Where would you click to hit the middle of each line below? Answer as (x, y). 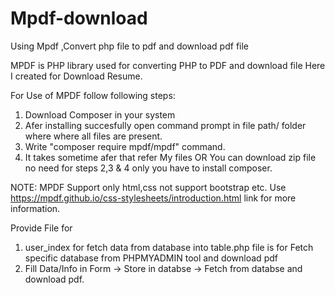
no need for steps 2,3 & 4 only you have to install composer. (148, 168)
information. (35, 208)
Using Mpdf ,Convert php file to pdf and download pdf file (130, 46)
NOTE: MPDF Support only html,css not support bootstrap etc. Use (148, 187)
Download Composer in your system (100, 114)
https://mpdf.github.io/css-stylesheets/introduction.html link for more (153, 198)
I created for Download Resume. (76, 76)
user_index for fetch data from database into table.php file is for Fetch (169, 247)
